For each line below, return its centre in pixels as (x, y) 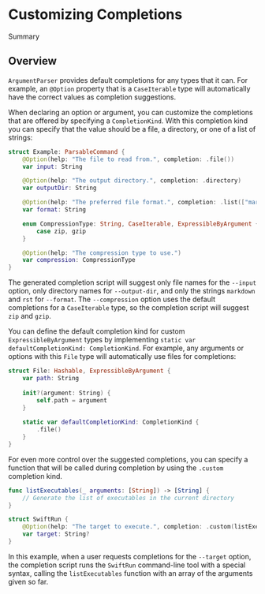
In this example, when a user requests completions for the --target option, (130, 556)
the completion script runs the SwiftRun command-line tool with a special (127, 565)
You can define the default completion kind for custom (97, 331)
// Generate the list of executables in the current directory (129, 498)
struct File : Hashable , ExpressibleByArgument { (90, 371)
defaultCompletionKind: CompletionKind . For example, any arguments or (126, 348)
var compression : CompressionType (79, 260)
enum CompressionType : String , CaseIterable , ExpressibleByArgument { (141, 224)
